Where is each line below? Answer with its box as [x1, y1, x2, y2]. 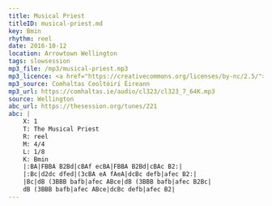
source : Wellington [8, 95, 74, 103]
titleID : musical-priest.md [8, 19, 104, 28]
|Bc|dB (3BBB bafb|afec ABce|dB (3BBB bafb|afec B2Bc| [23, 178, 212, 187]
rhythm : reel [8, 34, 53, 43]
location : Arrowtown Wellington [8, 49, 117, 58]
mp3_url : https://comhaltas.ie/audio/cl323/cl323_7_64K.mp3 [8, 87, 216, 96]
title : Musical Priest [8, 11, 85, 20]
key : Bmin [8, 27, 42, 35]
